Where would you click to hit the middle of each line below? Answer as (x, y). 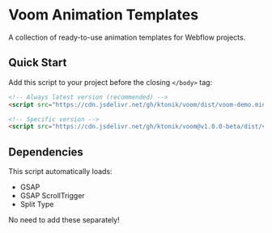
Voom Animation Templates (104, 15)
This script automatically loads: (60, 172)
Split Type (37, 205)
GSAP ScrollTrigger (52, 196)
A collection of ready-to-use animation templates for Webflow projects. (127, 37)
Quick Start (38, 63)
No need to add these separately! (64, 220)
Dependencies (46, 152)
